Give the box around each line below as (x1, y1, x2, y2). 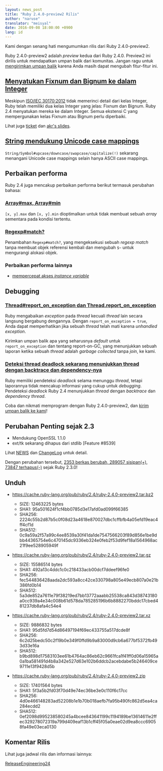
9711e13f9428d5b (19, 663, 55, 669)
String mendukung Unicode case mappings (5, 137, 140, 146)
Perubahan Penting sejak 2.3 (5, 422, 94, 430)
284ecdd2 (19, 703, 40, 709)
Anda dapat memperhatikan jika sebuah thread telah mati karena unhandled (5, 323, 157, 329)
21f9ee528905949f (19, 542, 58, 548)
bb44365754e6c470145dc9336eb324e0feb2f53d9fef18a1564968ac (19, 537, 158, 543)
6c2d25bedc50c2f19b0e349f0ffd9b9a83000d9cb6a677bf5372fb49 (19, 637, 158, 643)
